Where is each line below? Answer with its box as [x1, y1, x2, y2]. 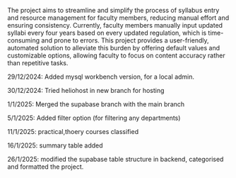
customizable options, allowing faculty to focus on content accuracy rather [7, 51, 225, 60]
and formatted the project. [7, 162, 84, 171]
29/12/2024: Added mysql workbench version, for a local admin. [7, 72, 195, 81]
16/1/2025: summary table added [7, 141, 104, 150]
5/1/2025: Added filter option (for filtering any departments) [7, 113, 181, 122]
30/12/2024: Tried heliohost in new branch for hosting [7, 87, 165, 94]
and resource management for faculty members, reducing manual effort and [7, 13, 230, 22]
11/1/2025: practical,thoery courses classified [7, 128, 139, 135]
